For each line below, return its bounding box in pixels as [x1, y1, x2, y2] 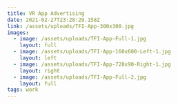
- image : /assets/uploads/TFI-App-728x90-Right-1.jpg [13, 61, 171, 68]
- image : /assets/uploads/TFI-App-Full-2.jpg [13, 73, 147, 81]
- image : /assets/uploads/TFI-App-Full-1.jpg [13, 36, 147, 42]
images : [7, 29, 30, 36]
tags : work [7, 86, 39, 93]
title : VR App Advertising [7, 10, 85, 17]
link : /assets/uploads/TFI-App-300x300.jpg [7, 23, 135, 29]
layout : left [19, 55, 57, 62]
